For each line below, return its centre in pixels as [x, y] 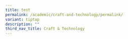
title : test [18, 10]
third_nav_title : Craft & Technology [45, 29]
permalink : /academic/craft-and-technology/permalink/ [64, 15]
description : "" [22, 24]
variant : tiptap [22, 19]
